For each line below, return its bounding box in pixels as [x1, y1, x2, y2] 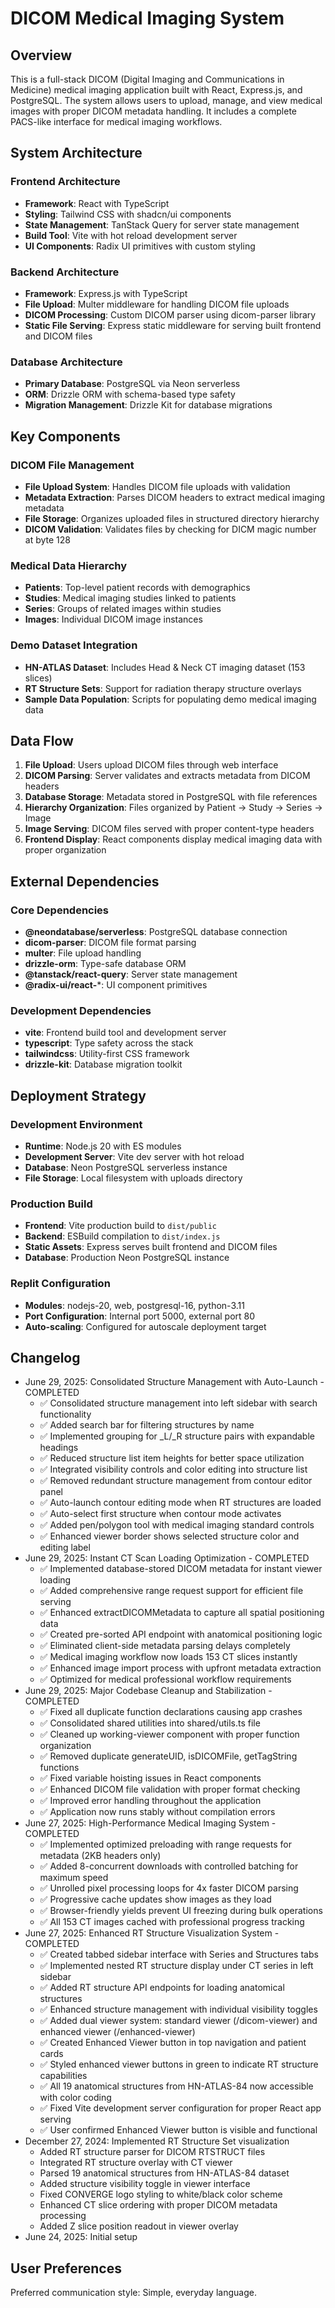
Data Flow [10, 732, 74, 749]
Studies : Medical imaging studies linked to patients [24, 592, 237, 604]
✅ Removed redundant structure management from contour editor [39, 1475, 313, 1487]
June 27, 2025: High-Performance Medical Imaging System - [24, 1817, 277, 1829]
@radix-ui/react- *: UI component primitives [24, 979, 208, 991]
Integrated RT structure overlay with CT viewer [39, 2157, 233, 2169]
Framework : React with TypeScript [24, 197, 170, 209]
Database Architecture [10, 355, 123, 369]
